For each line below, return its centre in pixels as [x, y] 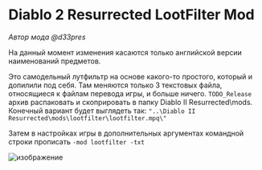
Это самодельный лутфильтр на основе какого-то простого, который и [131, 76]
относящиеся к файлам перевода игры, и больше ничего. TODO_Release [130, 93]
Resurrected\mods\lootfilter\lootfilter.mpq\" [88, 118]
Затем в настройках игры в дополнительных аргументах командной [126, 133]
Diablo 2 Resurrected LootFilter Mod [131, 15]
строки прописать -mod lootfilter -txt [76, 141]
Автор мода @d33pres [47, 37]
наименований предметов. [55, 61]
